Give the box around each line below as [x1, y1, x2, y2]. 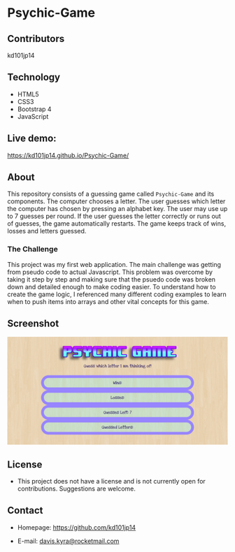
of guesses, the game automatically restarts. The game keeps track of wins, [7, 219, 226, 228]
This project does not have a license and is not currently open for [17, 477, 206, 486]
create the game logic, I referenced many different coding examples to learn [7, 290, 227, 298]
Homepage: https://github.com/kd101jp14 [17, 523, 136, 532]
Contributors [7, 33, 65, 45]
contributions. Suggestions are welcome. [17, 484, 136, 493]
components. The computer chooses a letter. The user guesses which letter [7, 197, 226, 205]
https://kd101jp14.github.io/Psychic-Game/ [7, 151, 129, 159]
